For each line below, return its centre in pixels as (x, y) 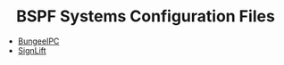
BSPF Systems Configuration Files (146, 16)
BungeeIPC (38, 41)
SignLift (32, 50)
